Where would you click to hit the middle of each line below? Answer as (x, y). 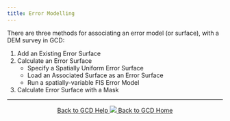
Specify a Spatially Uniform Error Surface (85, 68)
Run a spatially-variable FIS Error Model (83, 82)
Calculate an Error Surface (54, 60)
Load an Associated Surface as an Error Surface (95, 75)
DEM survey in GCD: (36, 40)
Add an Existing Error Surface (59, 53)
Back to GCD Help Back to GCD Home (115, 110)
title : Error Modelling (41, 13)
